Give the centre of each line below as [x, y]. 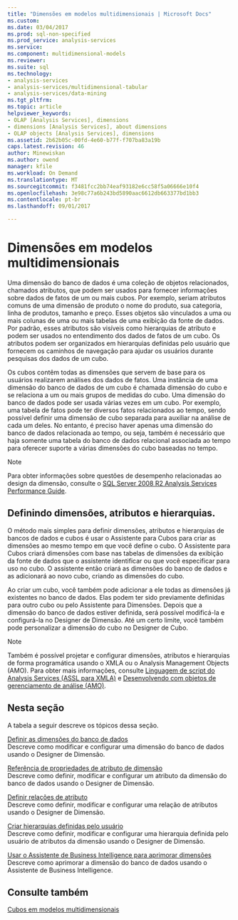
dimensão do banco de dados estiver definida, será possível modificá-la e [116, 612]
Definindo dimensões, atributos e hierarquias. [112, 513]
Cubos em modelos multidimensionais [63, 909]
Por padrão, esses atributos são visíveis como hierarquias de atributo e [112, 328]
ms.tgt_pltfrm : [30, 101]
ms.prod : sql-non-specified [49, 34]
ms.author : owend [33, 160]
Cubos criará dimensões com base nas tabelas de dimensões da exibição [115, 553]
